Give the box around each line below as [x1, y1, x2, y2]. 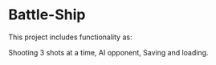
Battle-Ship [8, 6, 86, 24]
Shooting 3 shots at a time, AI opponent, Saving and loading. [8, 47, 209, 57]
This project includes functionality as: [8, 32, 132, 42]
